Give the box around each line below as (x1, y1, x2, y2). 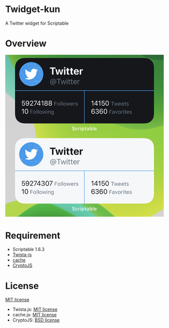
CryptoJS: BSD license (12, 317, 60, 323)
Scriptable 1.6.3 (12, 247, 45, 253)
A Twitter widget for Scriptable (5, 20, 69, 26)
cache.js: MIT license (12, 312, 57, 318)
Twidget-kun (5, 4, 60, 15)
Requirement (5, 230, 60, 241)
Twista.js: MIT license (12, 306, 58, 312)
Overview (5, 38, 47, 49)
